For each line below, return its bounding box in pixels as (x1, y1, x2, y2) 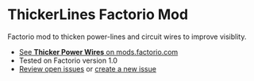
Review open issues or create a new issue (18, 64, 156, 73)
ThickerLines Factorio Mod (7, 6, 188, 24)
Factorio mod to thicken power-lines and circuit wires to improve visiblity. (7, 32, 247, 41)
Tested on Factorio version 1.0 (18, 56, 118, 65)
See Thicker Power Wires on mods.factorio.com (18, 47, 179, 56)
